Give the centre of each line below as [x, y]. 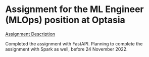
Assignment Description [30, 34]
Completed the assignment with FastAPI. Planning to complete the [74, 43]
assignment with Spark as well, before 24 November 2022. [66, 49]
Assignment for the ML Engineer [74, 9]
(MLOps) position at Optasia [65, 20]
